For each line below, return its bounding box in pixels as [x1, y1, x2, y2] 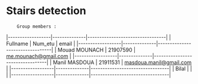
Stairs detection [6, 4, 87, 18]
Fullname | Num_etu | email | [6, 40, 76, 47]
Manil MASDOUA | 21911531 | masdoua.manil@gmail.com [53, 59, 192, 66]
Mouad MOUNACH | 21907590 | [57, 46, 136, 53]
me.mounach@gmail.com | [6, 52, 72, 59]
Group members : [17, 23, 57, 29]
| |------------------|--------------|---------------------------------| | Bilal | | [6, 65, 192, 72]
